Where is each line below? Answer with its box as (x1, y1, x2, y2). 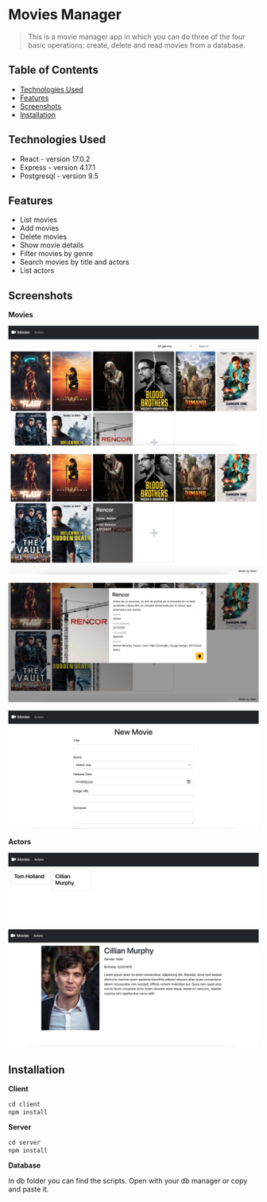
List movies (19, 215, 58, 224)
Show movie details (19, 240, 84, 250)
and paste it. (8, 1184, 49, 1194)
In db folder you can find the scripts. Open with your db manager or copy (8, 1176, 248, 1186)
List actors (19, 266, 55, 275)
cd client (8, 1100, 41, 1109)
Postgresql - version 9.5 (19, 171, 99, 181)
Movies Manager (8, 6, 122, 24)
